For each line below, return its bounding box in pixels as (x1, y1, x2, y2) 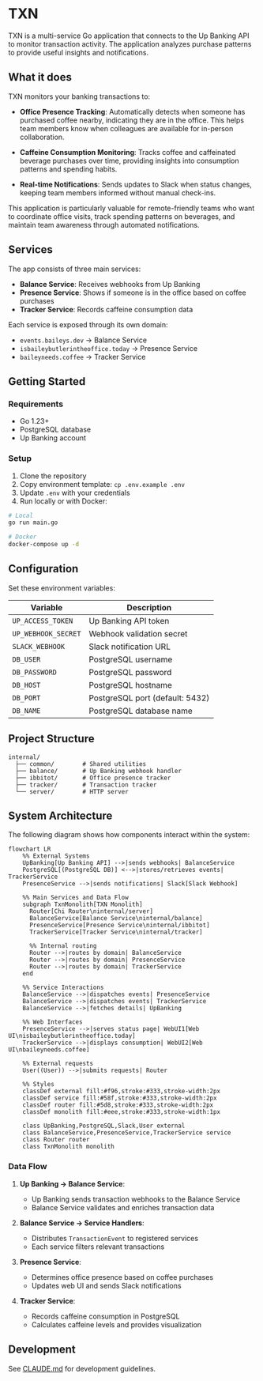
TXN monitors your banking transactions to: (8, 92, 151, 101)
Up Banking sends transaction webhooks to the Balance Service (31, 1194, 241, 1204)
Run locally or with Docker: (19, 496, 108, 506)
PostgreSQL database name (88, 705, 193, 716)
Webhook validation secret (88, 628, 188, 639)
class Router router (22, 1136, 90, 1144)
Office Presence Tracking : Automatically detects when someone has (19, 107, 246, 116)
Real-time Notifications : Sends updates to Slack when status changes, (19, 179, 253, 189)
